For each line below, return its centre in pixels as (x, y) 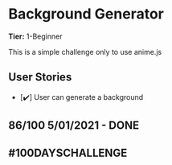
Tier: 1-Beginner (35, 36)
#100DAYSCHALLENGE (68, 153)
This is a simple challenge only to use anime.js (85, 52)
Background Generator (86, 14)
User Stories (40, 77)
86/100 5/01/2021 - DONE (74, 126)
